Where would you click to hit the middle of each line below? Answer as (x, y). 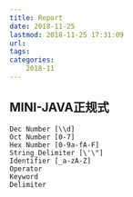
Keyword (24, 177)
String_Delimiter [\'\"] (56, 153)
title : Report (36, 18)
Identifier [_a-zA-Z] (51, 161)
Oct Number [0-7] (42, 137)
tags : (20, 52)
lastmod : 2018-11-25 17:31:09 (67, 34)
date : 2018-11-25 (42, 26)
